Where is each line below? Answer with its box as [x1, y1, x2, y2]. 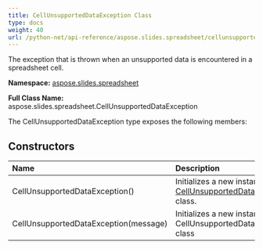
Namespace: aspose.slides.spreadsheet [8, 78, 139, 88]
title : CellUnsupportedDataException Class [8, 11, 153, 20]
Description [175, 163, 221, 174]
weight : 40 [8, 26, 44, 34]
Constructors [8, 139, 75, 153]
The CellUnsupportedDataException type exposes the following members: [8, 117, 248, 126]
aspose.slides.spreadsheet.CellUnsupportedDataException [8, 102, 198, 111]
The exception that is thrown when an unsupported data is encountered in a [8, 55, 253, 64]
